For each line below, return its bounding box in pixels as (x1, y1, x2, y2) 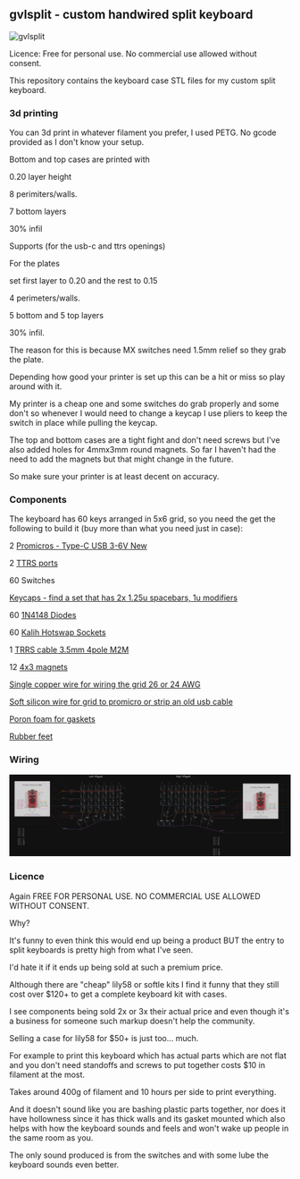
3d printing (9, 106, 59, 119)
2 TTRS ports (9, 558, 58, 569)
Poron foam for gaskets (9, 714, 96, 725)
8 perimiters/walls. (9, 189, 78, 199)
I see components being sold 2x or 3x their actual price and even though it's (9, 1005, 290, 1016)
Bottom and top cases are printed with (9, 154, 150, 165)
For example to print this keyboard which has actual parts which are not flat (9, 1050, 287, 1061)
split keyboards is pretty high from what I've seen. (9, 944, 194, 955)
